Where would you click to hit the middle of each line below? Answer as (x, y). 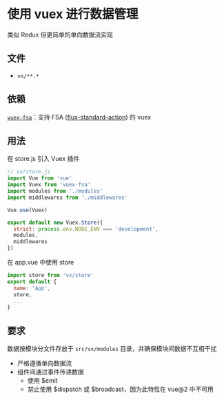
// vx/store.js (29, 172)
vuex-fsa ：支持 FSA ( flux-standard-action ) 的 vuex (79, 117)
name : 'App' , (32, 288)
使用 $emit (42, 381)
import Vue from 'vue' (40, 178)
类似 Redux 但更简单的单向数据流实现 (60, 35)
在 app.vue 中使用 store (41, 262)
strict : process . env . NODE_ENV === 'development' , (86, 229)
